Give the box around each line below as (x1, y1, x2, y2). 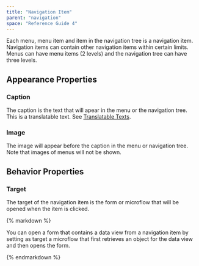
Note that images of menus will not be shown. (6, 149, 122, 156)
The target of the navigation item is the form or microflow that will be (6, 199, 179, 206)
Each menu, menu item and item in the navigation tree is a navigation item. (6, 37, 194, 45)
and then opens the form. (6, 242, 70, 249)
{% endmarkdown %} (6, 254, 61, 261)
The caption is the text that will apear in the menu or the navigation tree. (6, 106, 187, 114)
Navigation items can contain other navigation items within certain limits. (6, 43, 189, 51)
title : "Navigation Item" (6, 9, 72, 15)
